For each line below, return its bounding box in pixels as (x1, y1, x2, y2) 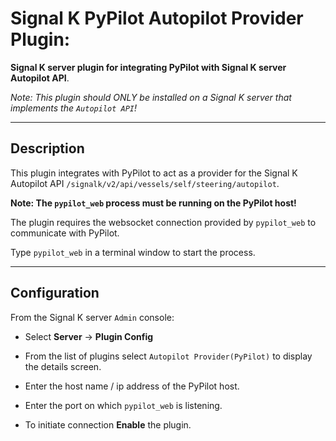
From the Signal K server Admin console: (10, 311, 175, 323)
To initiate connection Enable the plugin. (24, 418, 192, 431)
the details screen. (24, 360, 102, 372)
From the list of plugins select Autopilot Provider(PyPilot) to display (24, 350, 313, 362)
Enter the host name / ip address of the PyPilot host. (24, 380, 240, 392)
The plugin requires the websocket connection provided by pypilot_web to (10, 216, 317, 228)
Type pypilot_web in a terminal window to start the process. (10, 246, 256, 258)
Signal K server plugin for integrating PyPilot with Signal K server (10, 61, 287, 73)
